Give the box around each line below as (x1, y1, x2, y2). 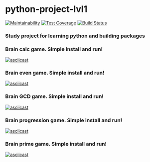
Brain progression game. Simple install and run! (5, 117, 123, 124)
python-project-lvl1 (5, 3, 88, 15)
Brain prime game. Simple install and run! (5, 140, 107, 147)
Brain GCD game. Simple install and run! (5, 93, 104, 100)
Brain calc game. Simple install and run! (5, 46, 103, 53)
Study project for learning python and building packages (5, 32, 146, 39)
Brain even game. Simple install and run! (5, 70, 105, 77)
